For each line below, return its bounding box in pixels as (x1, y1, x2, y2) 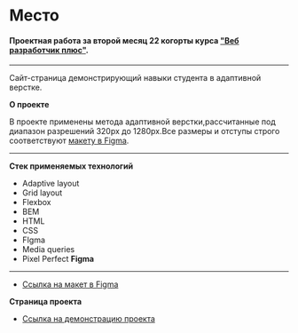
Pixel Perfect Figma (21, 254, 95, 265)
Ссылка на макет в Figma (21, 279, 119, 289)
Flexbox (21, 197, 51, 208)
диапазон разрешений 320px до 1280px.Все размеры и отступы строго (9, 126, 280, 137)
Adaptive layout (21, 178, 80, 189)
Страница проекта (9, 297, 82, 307)
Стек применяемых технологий (9, 161, 134, 171)
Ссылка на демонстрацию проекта (21, 313, 155, 324)
